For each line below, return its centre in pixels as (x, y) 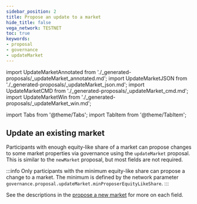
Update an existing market (55, 133)
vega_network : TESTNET (34, 28)
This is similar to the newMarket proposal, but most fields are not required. (95, 160)
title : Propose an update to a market (54, 17)
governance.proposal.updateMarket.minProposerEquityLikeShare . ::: (88, 183)
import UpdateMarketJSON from (148, 78)
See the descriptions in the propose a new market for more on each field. (95, 195)
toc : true (18, 34)
